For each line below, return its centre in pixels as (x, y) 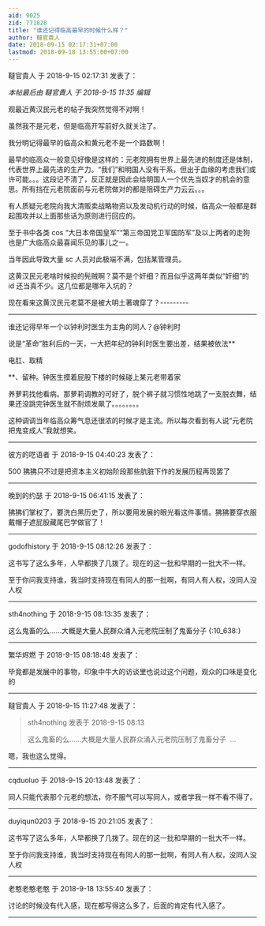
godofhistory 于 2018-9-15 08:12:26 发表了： (81, 546)
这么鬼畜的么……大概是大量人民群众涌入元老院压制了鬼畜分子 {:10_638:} (125, 631)
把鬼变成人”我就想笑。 (45, 430)
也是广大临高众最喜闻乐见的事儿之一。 (70, 242)
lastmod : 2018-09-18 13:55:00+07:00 (68, 52)
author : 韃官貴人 (34, 37)
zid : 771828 (28, 23)
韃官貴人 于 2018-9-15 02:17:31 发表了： (73, 75)
